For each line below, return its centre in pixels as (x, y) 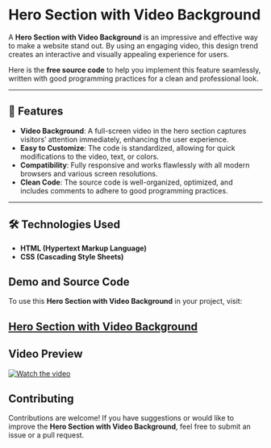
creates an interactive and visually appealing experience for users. (119, 54)
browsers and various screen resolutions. (89, 173)
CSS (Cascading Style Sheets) (72, 256)
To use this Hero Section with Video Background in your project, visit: (125, 301)
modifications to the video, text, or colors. (90, 156)
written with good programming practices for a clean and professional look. (134, 78)
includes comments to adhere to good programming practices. (124, 190)
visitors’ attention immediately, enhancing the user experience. (124, 139)
